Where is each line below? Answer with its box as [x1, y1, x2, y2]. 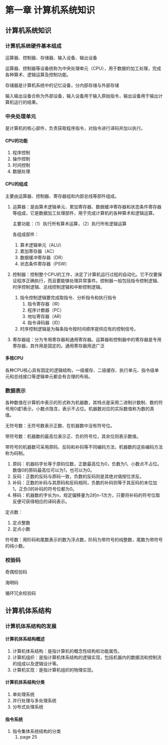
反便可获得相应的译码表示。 [12, 499, 70, 505]
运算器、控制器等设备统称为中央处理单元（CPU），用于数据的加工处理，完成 [5, 65, 161, 71]
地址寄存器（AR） [27, 313, 64, 319]
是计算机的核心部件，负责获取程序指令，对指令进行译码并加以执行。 [5, 125, 145, 131]
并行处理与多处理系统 [12, 697, 56, 704]
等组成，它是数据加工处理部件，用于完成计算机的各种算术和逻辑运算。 [12, 210, 157, 216]
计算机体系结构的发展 [5, 622, 56, 629]
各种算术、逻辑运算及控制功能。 [5, 71, 71, 78]
